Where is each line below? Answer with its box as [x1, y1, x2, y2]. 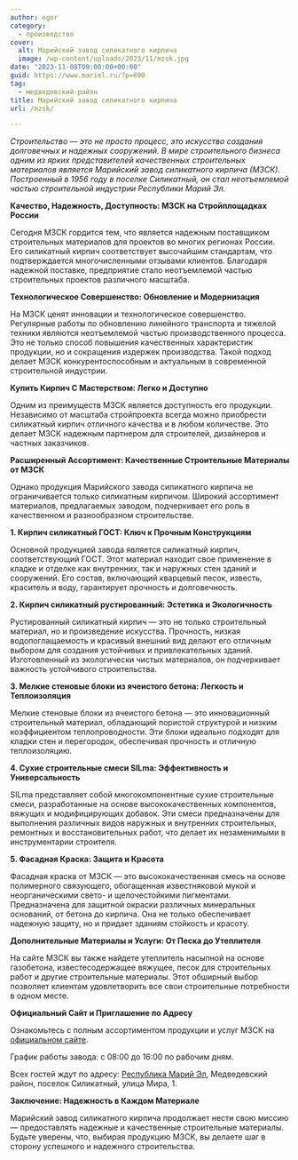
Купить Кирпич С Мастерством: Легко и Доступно [10, 383, 208, 394]
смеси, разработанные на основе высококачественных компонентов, [10, 799, 277, 810]
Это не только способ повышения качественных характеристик [10, 337, 254, 348]
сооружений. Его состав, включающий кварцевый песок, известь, [10, 572, 263, 583]
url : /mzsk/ [10, 104, 54, 113]
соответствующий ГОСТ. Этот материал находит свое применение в [10, 554, 272, 564]
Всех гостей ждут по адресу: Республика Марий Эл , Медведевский [10, 1068, 268, 1080]
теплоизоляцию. [10, 746, 73, 756]
